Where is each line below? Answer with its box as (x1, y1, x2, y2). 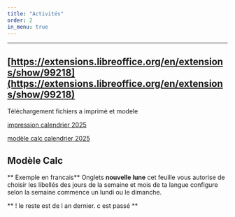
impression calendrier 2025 (7, 120, 87, 129)
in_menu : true (7, 23, 49, 30)
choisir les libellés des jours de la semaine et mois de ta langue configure (7, 181, 218, 189)
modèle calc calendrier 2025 (7, 134, 90, 143)
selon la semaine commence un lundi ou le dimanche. (7, 188, 162, 196)
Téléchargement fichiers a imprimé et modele (7, 107, 138, 115)
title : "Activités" (7, 10, 64, 17)
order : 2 (7, 17, 33, 24)
